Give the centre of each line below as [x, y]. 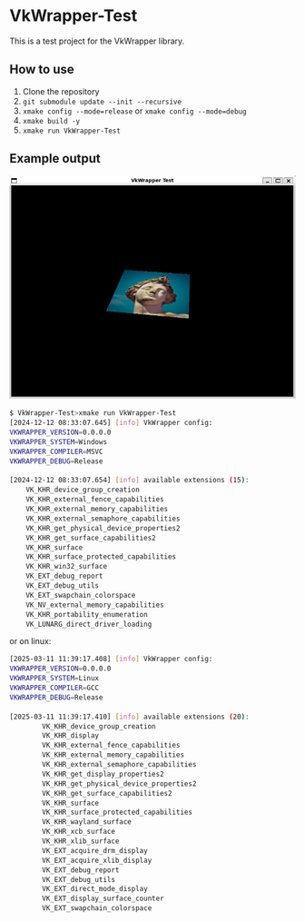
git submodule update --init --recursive [102, 102]
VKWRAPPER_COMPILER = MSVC [56, 451]
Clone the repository [61, 91]
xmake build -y [51, 121]
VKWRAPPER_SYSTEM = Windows [58, 441]
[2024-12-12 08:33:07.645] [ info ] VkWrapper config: [111, 423]
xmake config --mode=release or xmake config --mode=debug [134, 111]
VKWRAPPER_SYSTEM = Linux [54, 679]
